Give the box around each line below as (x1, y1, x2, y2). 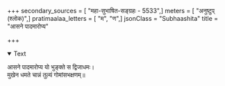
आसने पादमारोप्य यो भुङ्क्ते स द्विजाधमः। (7, 63, 95, 71)
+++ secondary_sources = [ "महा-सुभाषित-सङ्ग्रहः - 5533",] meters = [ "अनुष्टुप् (7, 7, 215, 15)
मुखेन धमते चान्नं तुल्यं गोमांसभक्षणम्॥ (7, 71, 85, 79)
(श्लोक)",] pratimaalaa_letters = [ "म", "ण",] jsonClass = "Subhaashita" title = (7, 15, 219, 22)
